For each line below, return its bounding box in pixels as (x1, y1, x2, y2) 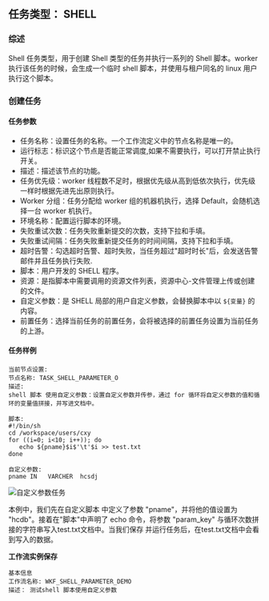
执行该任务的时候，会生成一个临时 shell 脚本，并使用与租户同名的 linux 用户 (8, 63, 258, 73)
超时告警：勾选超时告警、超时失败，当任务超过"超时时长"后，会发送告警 (19, 246, 259, 255)
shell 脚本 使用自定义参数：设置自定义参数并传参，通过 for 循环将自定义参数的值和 (8, 391, 255, 399)
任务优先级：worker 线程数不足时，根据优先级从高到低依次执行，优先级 (19, 175, 256, 186)
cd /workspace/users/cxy (8, 429, 91, 438)
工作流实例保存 (8, 551, 58, 562)
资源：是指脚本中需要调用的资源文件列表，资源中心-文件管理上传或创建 (19, 275, 255, 286)
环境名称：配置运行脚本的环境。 (19, 215, 126, 226)
